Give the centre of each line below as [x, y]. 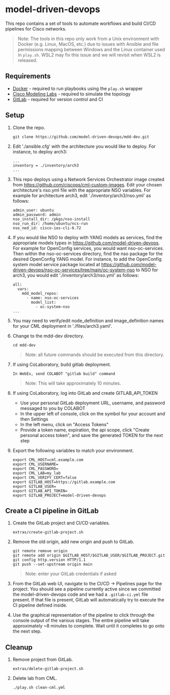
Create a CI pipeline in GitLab [52, 511]
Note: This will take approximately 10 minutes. [73, 383]
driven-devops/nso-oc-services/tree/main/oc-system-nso [74, 270]
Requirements [28, 76]
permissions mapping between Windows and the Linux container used [91, 49]
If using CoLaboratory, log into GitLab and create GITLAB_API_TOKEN [85, 393]
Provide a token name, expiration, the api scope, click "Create [85, 430]
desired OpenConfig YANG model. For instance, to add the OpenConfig [87, 259]
